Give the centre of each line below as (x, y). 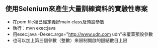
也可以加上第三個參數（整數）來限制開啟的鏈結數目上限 (70, 40)
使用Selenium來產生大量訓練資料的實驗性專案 (76, 9)
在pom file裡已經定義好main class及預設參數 (58, 22)
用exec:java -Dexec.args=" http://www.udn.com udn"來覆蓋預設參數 (83, 34)
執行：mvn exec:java (34, 28)
